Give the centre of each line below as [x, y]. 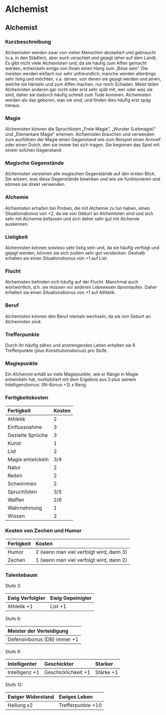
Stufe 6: [13, 619]
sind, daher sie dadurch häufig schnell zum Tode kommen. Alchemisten [78, 94]
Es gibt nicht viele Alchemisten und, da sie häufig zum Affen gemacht [76, 63]
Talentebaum [22, 575]
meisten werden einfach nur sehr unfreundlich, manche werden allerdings [81, 74]
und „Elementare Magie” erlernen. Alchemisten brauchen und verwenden [80, 134]
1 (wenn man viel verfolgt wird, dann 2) [81, 560]
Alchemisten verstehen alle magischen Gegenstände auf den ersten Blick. [81, 174]
